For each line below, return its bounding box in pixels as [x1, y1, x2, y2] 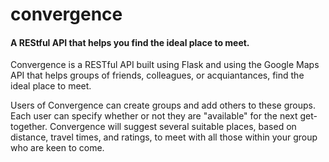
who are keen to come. [10, 142, 105, 154]
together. [10, 121, 48, 133]
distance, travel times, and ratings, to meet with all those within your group [10, 131, 318, 143]
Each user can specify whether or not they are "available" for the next [10, 110, 298, 122]
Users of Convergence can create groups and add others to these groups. [10, 99, 316, 112]
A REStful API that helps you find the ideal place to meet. [10, 36, 250, 48]
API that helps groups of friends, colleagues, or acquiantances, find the [10, 69, 305, 82]
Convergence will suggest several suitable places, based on [49, 121, 297, 133]
